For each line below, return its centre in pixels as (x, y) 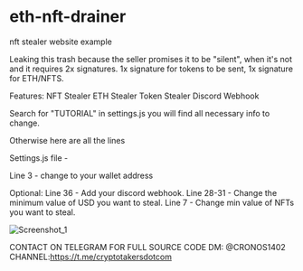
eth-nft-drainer (68, 17)
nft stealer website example (61, 42)
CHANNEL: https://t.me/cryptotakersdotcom (90, 257)
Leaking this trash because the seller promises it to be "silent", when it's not (151, 59)
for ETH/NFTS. (37, 78)
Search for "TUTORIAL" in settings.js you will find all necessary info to (140, 113)
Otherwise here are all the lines (67, 140)
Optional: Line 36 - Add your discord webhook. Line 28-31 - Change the (143, 192)
